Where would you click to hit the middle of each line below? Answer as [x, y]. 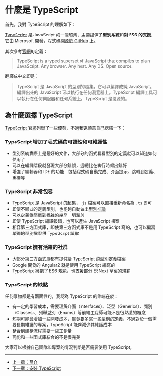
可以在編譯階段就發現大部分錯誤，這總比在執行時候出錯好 [69, 165]
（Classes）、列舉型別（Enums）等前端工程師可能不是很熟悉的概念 [79, 312]
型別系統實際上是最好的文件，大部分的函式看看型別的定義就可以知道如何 [84, 153]
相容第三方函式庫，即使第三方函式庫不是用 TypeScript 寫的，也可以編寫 [84, 227]
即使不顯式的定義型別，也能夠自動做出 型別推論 [59, 209]
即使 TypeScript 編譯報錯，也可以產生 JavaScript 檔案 [66, 221]
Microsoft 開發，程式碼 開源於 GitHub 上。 [56, 41]
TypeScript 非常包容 [29, 191]
